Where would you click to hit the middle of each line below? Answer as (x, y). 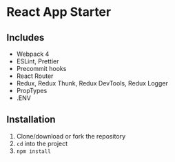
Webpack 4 (33, 54)
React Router (35, 76)
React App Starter (59, 12)
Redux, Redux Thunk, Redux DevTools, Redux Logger (92, 83)
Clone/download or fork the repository (71, 136)
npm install (33, 151)
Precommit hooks (41, 69)
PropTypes (32, 91)
